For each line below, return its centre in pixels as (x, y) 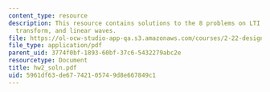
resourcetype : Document (48, 61)
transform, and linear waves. (66, 30)
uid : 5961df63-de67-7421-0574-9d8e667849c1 (82, 75)
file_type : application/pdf (55, 46)
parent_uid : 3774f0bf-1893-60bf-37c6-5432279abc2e (95, 53)
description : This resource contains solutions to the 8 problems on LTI (135, 23)
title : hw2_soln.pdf (43, 68)
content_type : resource (48, 16)
